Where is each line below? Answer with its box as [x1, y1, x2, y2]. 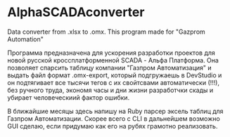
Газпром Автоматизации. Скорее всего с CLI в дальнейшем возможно [7, 114, 220, 123]
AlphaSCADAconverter [7, 4, 145, 20]
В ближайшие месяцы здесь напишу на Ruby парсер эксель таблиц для [7, 107, 224, 115]
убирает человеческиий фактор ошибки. [7, 93, 130, 102]
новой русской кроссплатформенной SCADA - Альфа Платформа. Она [7, 56, 219, 64]
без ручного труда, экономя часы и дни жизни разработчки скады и [7, 86, 214, 94]
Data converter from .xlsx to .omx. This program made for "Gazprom [7, 27, 205, 36]
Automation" [7, 34, 44, 43]
